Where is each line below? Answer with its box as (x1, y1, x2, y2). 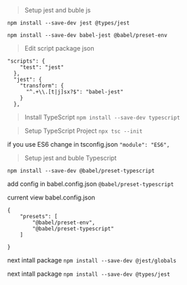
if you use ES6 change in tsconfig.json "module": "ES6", (7, 140, 170, 148)
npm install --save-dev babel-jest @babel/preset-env (7, 32, 168, 39)
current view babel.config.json (7, 193, 96, 201)
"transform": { (20, 82, 64, 89)
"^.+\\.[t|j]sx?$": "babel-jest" (25, 88, 124, 95)
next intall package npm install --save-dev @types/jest (7, 270, 170, 278)
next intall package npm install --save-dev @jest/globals (7, 256, 176, 264)
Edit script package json (24, 44, 95, 52)
